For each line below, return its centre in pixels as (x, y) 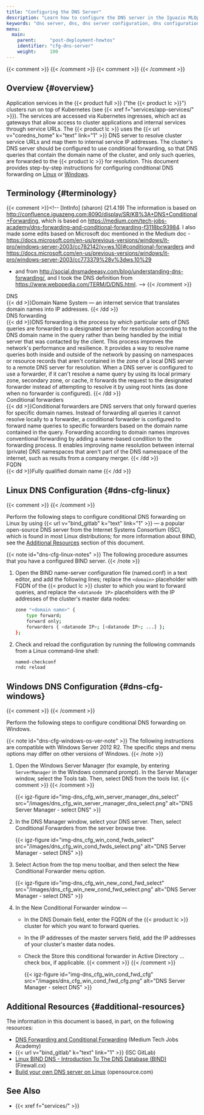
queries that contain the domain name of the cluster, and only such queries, (101, 155)
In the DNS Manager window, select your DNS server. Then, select (98, 822)
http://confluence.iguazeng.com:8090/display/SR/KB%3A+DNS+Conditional (102, 215)
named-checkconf (36, 662)
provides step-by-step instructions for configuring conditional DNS (90, 168)
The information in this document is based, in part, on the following (90, 1021)
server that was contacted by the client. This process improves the (90, 341)
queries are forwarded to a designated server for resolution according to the (102, 329)
